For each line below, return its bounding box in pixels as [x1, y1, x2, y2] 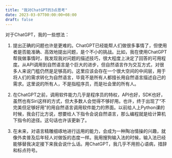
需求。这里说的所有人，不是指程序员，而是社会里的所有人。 [12, 81, 139, 87]
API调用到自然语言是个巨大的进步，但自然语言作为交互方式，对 [26, 62, 160, 68]
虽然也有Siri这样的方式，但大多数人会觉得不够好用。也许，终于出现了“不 [12, 98, 166, 104]
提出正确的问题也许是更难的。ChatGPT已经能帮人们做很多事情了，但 [12, 42, 158, 49]
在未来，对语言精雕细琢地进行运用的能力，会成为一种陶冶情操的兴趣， [12, 128, 162, 134]
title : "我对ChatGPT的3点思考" [5, 7, 68, 13]
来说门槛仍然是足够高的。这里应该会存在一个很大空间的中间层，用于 [22, 68, 166, 74]
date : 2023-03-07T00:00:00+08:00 [5, 12, 77, 17]
